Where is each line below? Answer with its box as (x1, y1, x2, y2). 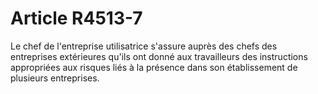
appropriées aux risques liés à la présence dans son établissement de (10, 61, 298, 73)
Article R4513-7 (10, 7, 143, 30)
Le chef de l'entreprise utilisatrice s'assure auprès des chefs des (10, 40, 278, 52)
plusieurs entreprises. (10, 72, 100, 84)
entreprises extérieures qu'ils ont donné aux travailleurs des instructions (10, 50, 308, 62)
